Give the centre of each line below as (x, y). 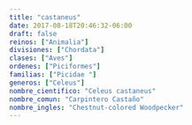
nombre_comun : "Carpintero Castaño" (77, 99)
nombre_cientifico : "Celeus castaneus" (83, 91)
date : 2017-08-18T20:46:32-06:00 (71, 26)
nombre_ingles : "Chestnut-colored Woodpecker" (96, 107)
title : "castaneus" (45, 17)
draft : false (33, 33)
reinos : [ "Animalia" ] (49, 42)
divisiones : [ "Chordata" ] (57, 50)
